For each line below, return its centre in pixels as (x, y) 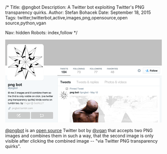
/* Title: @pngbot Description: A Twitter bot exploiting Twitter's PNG (75, 7)
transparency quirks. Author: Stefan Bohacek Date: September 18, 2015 (78, 12)
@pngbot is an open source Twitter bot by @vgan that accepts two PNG (79, 131)
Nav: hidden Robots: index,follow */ (42, 33)
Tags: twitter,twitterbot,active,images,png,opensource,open (66, 18)
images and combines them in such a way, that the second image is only (80, 136)
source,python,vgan (26, 23)
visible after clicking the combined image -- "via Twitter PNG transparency (82, 141)
